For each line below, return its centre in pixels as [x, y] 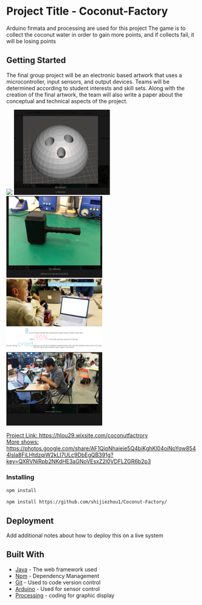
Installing [20, 477]
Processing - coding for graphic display [64, 595]
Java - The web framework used [56, 569]
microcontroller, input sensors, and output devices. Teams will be [88, 81]
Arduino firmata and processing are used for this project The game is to [96, 28]
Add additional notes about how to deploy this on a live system [85, 535]
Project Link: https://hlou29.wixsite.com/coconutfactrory [77, 435]
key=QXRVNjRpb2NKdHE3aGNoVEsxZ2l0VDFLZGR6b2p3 [78, 461]
